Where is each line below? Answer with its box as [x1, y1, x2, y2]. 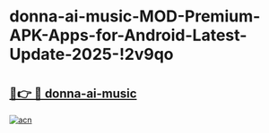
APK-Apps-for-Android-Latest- [9, 25, 247, 46]
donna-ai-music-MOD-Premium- [9, 6, 261, 27]
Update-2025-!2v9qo [9, 45, 174, 64]
